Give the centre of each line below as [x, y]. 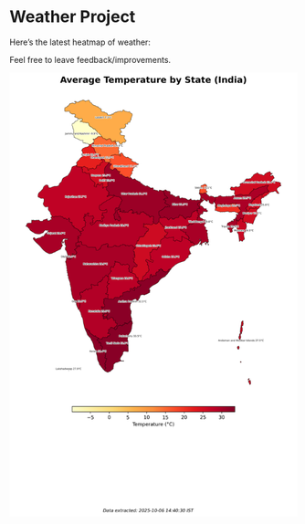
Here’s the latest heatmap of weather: [80, 42]
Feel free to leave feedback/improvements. [90, 59]
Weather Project [73, 17]
